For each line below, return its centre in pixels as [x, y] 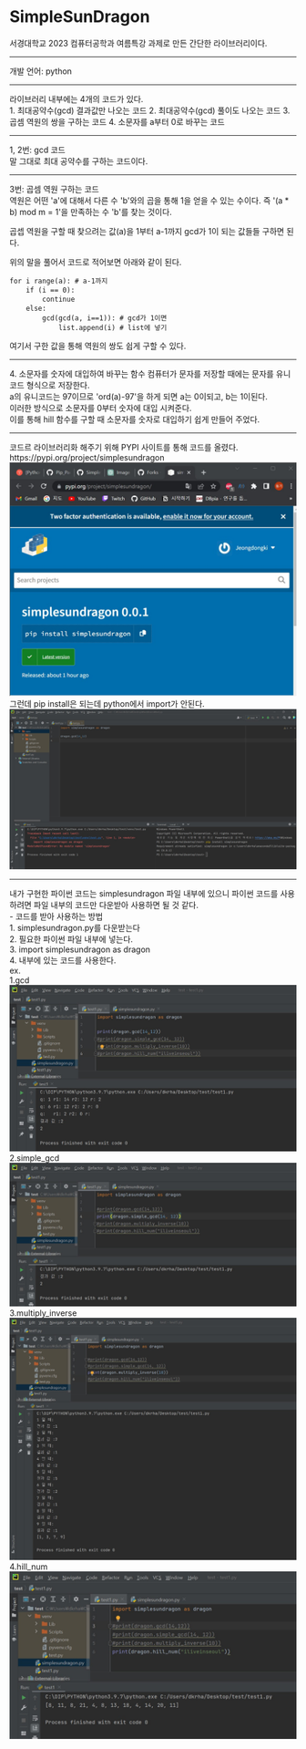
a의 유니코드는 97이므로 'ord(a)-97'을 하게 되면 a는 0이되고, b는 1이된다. [139, 396]
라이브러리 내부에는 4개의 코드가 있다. [76, 98]
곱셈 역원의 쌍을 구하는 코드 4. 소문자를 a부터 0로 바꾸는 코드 [117, 121]
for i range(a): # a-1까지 [59, 281]
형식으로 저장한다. [58, 385]
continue [59, 299]
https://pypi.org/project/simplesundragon [87, 457]
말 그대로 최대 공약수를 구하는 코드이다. [79, 160]
